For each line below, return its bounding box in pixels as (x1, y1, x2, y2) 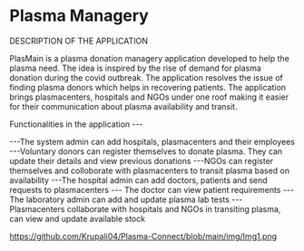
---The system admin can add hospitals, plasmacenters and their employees (9, 136, 295, 147)
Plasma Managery (9, 5, 150, 26)
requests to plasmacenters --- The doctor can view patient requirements (9, 184, 281, 195)
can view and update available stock (9, 213, 146, 224)
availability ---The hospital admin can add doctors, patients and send (9, 174, 268, 186)
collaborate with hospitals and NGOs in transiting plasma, (66, 203, 281, 214)
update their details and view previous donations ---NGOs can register (9, 155, 274, 166)
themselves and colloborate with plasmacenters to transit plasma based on (9, 165, 290, 176)
